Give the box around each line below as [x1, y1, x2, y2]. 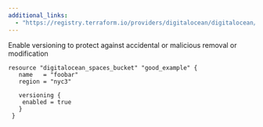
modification [8, 49, 49, 58]
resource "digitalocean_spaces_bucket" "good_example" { [8, 63, 198, 71]
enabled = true [22, 98, 72, 106]
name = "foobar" [18, 71, 79, 78]
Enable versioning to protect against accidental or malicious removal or [8, 40, 237, 49]
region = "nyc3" [18, 78, 72, 85]
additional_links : [8, 11, 68, 20]
